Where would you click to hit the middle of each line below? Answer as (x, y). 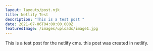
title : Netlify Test (27, 15)
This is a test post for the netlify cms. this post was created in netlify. (77, 43)
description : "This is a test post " (45, 19)
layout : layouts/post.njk (32, 10)
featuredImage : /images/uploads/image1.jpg (52, 29)
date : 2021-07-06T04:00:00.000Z (39, 24)
